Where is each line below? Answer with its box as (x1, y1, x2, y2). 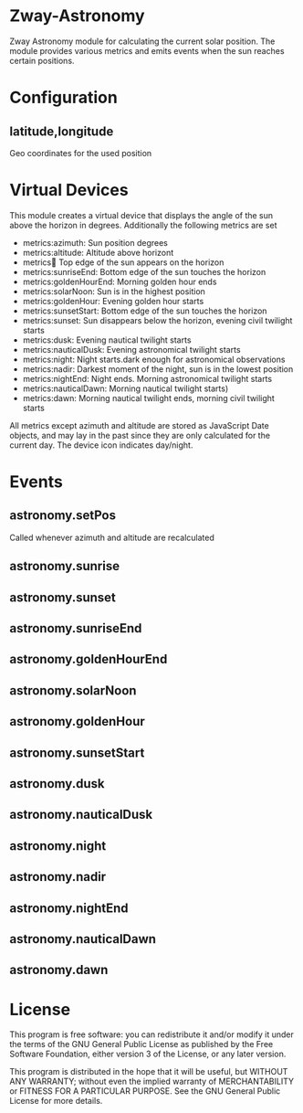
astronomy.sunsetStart (9, 745, 145, 760)
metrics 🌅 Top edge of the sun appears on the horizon (22, 257, 225, 268)
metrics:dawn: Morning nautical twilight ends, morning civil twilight (22, 392, 276, 403)
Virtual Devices (9, 180, 130, 201)
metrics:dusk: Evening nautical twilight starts (22, 334, 192, 345)
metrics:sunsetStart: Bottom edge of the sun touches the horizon (22, 305, 267, 316)
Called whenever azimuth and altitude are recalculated (9, 532, 214, 543)
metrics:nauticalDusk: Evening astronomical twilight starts (22, 344, 241, 355)
